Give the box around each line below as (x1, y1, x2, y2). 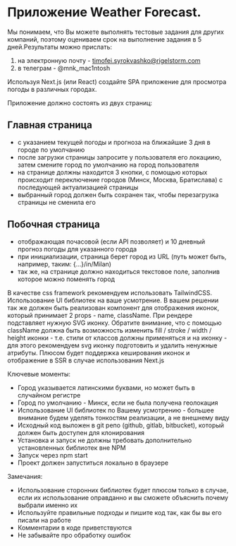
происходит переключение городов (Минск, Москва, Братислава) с (17, 175, 223, 184)
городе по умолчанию (17, 146, 85, 154)
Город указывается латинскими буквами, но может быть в (17, 383, 195, 392)
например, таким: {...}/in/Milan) (17, 259, 111, 268)
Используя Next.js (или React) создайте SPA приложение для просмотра (7, 77, 227, 85)
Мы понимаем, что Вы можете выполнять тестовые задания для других (7, 28, 224, 36)
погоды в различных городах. (7, 85, 97, 93)
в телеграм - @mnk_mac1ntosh (17, 64, 111, 72)
